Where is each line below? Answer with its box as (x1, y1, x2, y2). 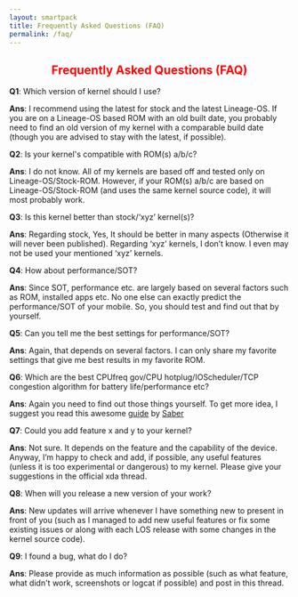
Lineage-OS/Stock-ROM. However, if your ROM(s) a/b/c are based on (9, 175, 264, 187)
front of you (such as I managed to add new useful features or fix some (9, 515, 270, 526)
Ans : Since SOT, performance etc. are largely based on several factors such (9, 282, 289, 294)
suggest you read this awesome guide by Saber (9, 408, 184, 419)
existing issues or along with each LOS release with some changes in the (9, 524, 277, 535)
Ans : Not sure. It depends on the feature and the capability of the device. (9, 442, 278, 454)
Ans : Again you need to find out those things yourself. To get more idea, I (9, 399, 278, 409)
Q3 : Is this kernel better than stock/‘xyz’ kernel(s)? (9, 212, 195, 222)
